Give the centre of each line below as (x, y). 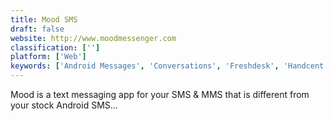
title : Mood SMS (44, 19)
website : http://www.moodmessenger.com (93, 38)
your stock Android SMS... (64, 105)
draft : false (37, 29)
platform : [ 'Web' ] (48, 57)
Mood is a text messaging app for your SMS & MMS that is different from (160, 94)
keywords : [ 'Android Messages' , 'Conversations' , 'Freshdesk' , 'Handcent (167, 66)
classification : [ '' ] (55, 47)
